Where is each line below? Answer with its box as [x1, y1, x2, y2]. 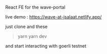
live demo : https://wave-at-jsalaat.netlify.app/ [5, 14, 102, 19]
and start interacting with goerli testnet [5, 43, 87, 49]
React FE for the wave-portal [5, 4, 66, 10]
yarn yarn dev [17, 33, 47, 39]
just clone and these [5, 23, 48, 29]
